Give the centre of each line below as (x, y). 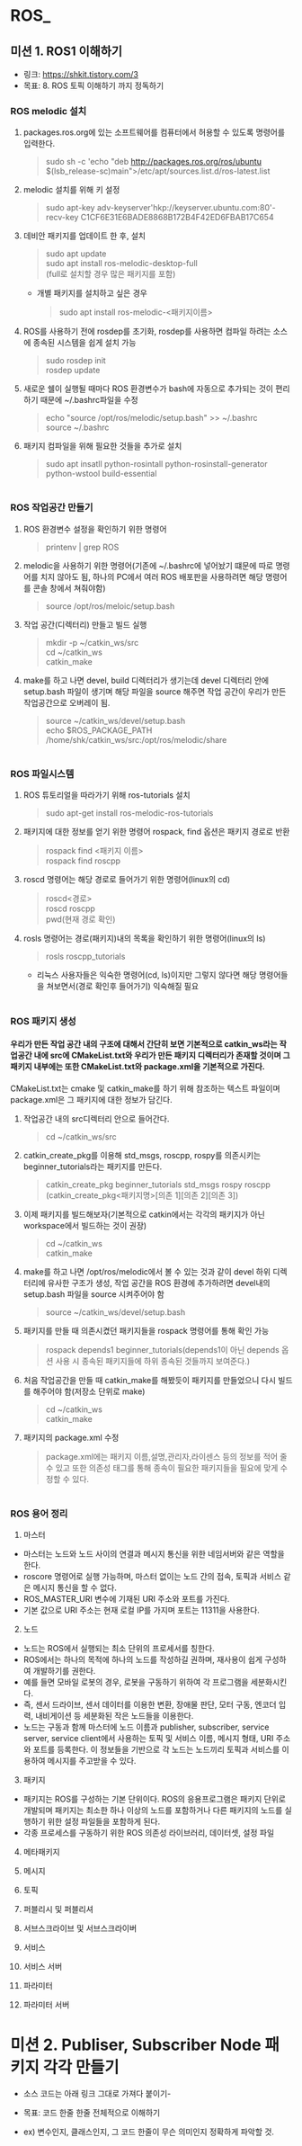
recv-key (62, 218)
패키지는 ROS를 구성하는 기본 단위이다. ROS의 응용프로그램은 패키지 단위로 (155, 1799)
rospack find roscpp (83, 861)
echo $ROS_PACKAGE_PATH (99, 730)
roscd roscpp (70, 908)
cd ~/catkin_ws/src (81, 1136)
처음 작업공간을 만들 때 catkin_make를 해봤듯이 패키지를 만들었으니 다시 (150, 1380)
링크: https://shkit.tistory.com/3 (80, 74)
